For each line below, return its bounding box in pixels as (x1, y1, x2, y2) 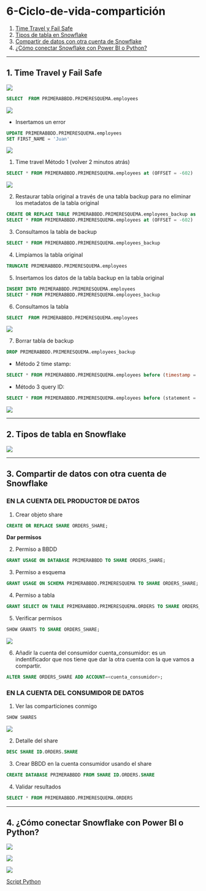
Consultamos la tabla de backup (15, 228, 97, 235)
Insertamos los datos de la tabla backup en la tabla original (15, 274, 164, 281)
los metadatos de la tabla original (15, 200, 99, 207)
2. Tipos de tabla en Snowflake (6, 429, 127, 440)
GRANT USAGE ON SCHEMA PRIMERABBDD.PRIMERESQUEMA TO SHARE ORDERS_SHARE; (6, 580, 199, 587)
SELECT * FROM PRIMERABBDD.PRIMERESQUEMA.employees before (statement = (6, 395, 196, 402)
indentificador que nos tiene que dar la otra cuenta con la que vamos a (15, 655, 194, 663)
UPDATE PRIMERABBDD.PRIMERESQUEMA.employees (6, 130, 122, 136)
